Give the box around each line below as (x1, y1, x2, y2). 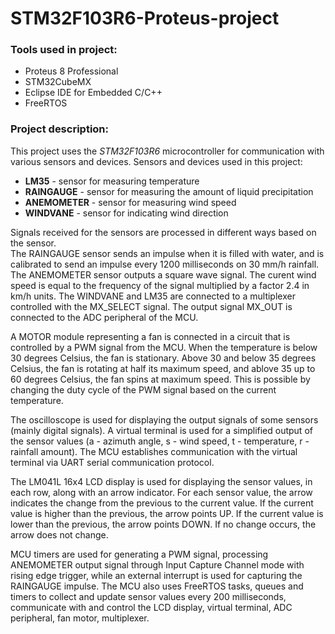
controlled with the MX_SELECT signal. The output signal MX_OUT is (10, 300, 293, 312)
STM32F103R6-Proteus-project (10, 7, 280, 30)
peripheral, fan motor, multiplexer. (10, 612, 150, 624)
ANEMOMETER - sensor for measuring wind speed (24, 196, 237, 208)
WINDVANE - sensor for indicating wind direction (24, 207, 229, 219)
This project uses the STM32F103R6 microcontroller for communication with (10, 145, 325, 157)
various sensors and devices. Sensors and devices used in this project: (10, 155, 303, 167)
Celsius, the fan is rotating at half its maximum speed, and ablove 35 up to (10, 362, 316, 374)
